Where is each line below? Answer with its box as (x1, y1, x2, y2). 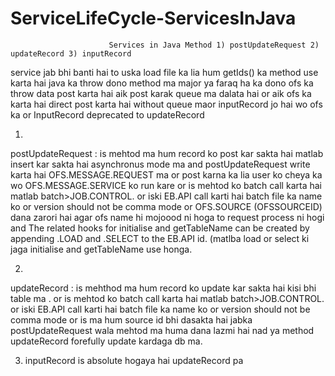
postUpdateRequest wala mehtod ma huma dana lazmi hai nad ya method (10, 324, 315, 336)
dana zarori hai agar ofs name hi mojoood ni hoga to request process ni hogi (10, 211, 325, 223)
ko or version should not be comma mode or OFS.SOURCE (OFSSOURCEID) (10, 200, 323, 212)
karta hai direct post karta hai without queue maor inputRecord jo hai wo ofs (10, 98, 323, 110)
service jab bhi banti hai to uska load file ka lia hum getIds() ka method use (10, 66, 319, 78)
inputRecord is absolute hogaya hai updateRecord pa (24, 354, 244, 366)
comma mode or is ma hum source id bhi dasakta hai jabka (10, 313, 253, 326)
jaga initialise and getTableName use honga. (10, 243, 193, 255)
